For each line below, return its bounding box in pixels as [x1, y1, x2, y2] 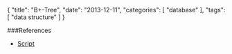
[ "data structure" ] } [7, 13, 66, 21]
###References [7, 27, 52, 34]
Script [17, 40, 35, 47]
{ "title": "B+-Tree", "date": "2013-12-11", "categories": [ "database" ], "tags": [7, 6, 226, 14]
